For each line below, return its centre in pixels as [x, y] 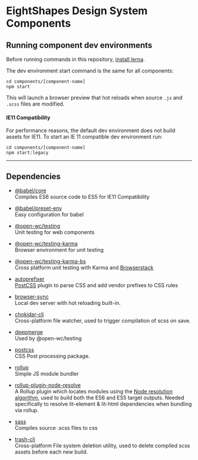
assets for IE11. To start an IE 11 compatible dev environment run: [84, 137]
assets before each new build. [51, 452]
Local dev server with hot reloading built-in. [67, 303]
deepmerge [29, 332]
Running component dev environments [79, 45]
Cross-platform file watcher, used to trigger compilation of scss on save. [103, 321]
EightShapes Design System [77, 11]
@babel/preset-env [38, 208]
